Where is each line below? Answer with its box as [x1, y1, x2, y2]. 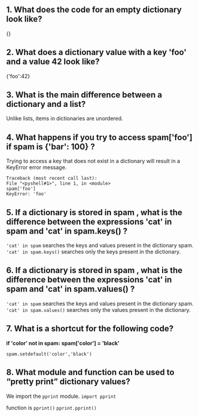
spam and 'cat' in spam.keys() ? [6, 226, 128, 236]
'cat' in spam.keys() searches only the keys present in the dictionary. [6, 248, 181, 256]
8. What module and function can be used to [6, 367, 174, 378]
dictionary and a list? [6, 99, 86, 109]
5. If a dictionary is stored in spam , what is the [6, 207, 183, 217]
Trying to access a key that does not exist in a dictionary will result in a [6, 158, 180, 165]
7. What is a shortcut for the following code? [6, 324, 174, 334]
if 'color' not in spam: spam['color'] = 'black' [6, 339, 120, 347]
